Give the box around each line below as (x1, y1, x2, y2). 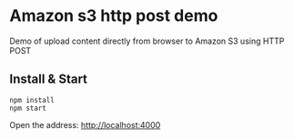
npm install (9, 95, 55, 104)
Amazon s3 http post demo (9, 5, 218, 26)
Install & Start (9, 72, 88, 87)
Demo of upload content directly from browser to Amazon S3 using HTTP (9, 35, 285, 46)
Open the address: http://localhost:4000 (9, 119, 161, 130)
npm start (9, 104, 47, 113)
